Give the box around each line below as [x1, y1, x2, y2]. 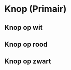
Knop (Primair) [4, 3, 67, 15]
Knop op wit [4, 23, 43, 32]
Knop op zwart [4, 57, 52, 66]
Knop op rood [4, 40, 48, 48]
